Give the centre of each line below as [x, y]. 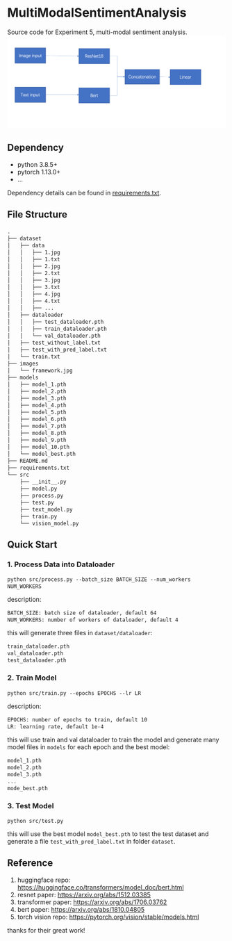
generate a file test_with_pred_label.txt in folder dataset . [91, 841]
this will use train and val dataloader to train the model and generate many [113, 739]
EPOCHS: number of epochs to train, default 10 [77, 720]
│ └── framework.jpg [40, 370]
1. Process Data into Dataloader [61, 564]
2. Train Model [32, 678]
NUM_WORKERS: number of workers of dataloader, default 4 [93, 620]
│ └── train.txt [34, 357]
